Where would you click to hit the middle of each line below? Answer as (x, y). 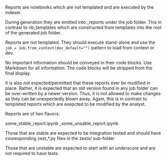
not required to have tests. (32, 153)
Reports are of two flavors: (32, 114)
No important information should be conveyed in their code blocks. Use (79, 63)
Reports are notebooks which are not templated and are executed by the (80, 7)
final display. (18, 73)
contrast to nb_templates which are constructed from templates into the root (83, 27)
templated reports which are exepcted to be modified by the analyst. (76, 104)
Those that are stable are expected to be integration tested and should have (83, 133)
